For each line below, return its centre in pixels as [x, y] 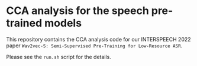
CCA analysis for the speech [77, 11]
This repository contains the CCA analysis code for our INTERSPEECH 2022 [98, 39]
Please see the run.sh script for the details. [59, 57]
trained [24, 23]
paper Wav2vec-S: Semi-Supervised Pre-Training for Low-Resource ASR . [94, 46]
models [63, 23]
